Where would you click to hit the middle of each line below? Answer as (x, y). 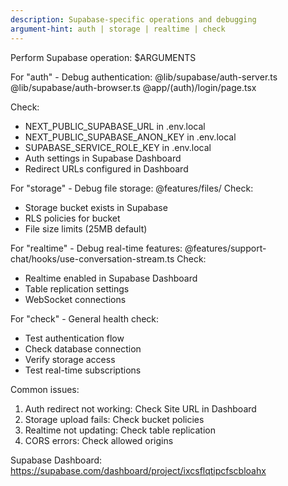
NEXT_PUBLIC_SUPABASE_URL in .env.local (115, 126)
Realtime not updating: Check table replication (120, 430)
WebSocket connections (75, 299)
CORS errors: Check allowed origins (99, 440)
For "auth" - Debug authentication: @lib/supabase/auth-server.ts (144, 77)
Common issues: (45, 389)
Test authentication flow (74, 338)
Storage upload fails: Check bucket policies (114, 419)
